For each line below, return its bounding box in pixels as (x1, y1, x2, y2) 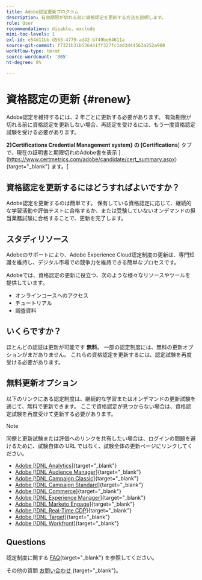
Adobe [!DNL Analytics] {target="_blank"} (14, 462, 117, 469)
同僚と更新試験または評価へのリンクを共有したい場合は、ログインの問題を (6, 435, 191, 442)
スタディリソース (6, 234, 69, 244)
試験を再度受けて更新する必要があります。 (11, 410, 117, 417)
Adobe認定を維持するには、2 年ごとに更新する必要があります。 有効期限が (6, 113, 192, 121)
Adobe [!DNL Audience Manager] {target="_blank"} (14, 468, 141, 476)
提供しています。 (6, 279, 48, 287)
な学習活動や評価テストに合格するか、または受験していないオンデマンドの (6, 207, 191, 214)
